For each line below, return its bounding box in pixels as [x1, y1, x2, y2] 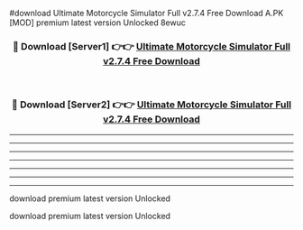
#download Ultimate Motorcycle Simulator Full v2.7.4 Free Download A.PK [9, 8, 284, 18]
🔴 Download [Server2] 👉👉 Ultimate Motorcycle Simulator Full [12, 98, 291, 111]
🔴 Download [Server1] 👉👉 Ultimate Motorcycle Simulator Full [12, 40, 291, 52]
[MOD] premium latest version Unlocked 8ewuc [9, 17, 187, 28]
